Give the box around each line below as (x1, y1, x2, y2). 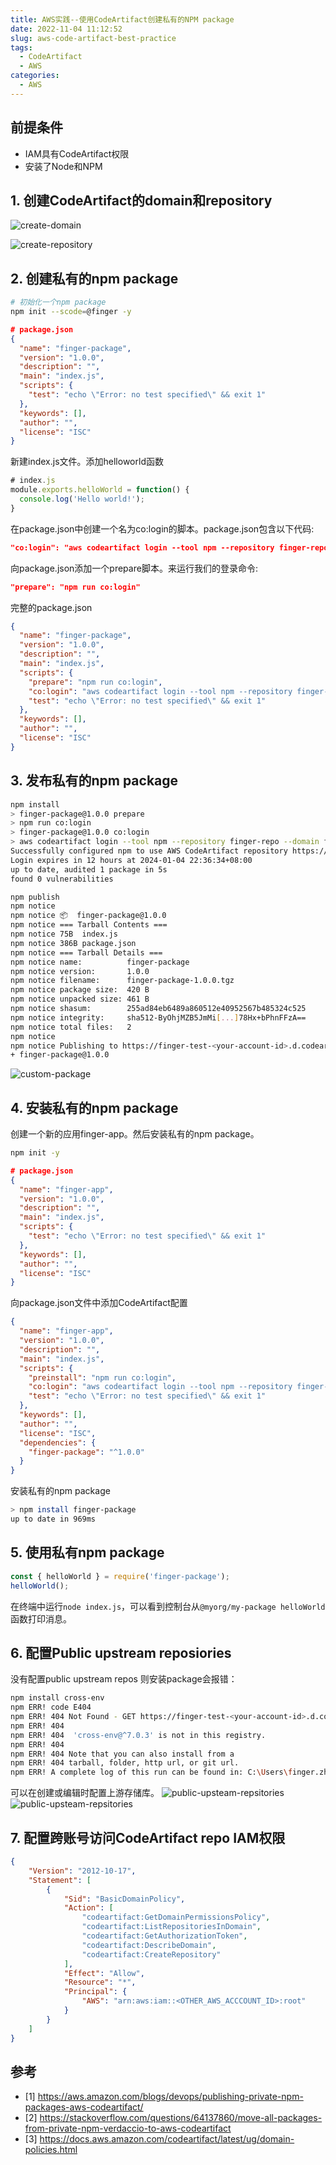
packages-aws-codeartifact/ (24, 2101, 144, 2113)
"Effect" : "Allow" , (63, 1968, 145, 1978)
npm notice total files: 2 (10, 1022, 132, 1032)
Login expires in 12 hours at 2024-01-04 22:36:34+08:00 (10, 855, 253, 865)
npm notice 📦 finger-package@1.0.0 (10, 911, 167, 921)
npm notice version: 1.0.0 (10, 966, 150, 976)
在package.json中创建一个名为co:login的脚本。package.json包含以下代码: (10, 522, 315, 535)
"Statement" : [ (28, 1875, 92, 1885)
